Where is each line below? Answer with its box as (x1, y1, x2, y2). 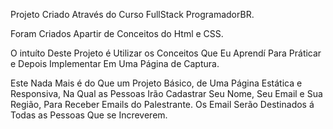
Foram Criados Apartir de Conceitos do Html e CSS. (10, 28, 224, 39)
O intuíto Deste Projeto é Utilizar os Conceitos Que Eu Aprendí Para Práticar (10, 47, 322, 59)
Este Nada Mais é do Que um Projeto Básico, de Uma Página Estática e (10, 77, 303, 89)
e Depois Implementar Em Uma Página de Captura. (10, 58, 220, 69)
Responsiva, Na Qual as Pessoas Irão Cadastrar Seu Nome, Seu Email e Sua (10, 88, 323, 99)
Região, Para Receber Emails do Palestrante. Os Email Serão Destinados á (10, 99, 315, 110)
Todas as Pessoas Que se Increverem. (10, 109, 168, 121)
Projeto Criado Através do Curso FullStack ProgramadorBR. (10, 9, 255, 20)
